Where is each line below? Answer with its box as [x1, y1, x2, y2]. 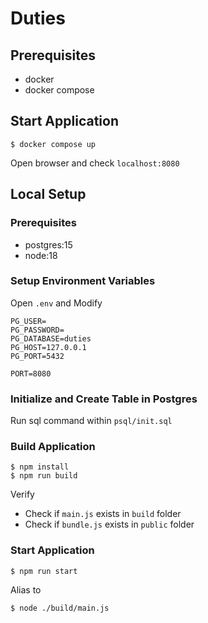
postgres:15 [24, 238, 73, 251]
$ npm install [10, 462, 70, 472]
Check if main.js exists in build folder [24, 508, 182, 520]
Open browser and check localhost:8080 [10, 157, 180, 169]
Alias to [10, 583, 42, 596]
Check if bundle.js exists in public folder [24, 518, 195, 531]
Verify [10, 488, 35, 501]
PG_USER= [10, 316, 47, 326]
